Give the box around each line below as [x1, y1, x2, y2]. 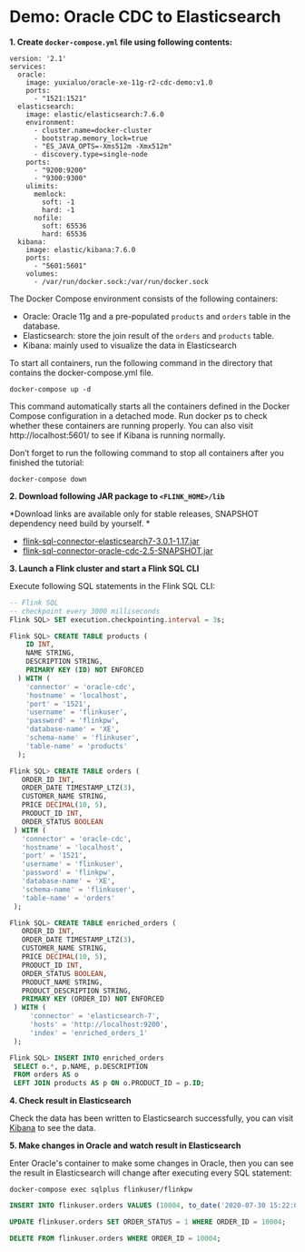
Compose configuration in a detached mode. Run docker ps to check [9, 410, 268, 421]
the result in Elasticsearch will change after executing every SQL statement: [9, 1167, 292, 1178]
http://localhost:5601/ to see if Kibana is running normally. [9, 430, 226, 441]
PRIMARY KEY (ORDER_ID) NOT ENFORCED [21, 994, 165, 1003]
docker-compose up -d [9, 384, 92, 393]
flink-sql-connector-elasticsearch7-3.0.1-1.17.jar [22, 535, 200, 546]
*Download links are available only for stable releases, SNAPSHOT [9, 508, 260, 519]
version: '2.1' [9, 54, 67, 63]
